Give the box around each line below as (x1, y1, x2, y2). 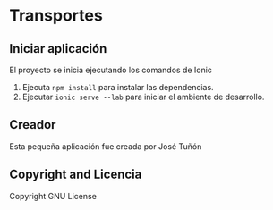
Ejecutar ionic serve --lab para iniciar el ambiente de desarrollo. (21, 91, 265, 102)
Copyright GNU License (9, 190, 97, 201)
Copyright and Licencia (9, 167, 142, 182)
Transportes (9, 5, 103, 26)
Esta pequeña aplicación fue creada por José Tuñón (9, 140, 202, 152)
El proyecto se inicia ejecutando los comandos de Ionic (9, 64, 213, 75)
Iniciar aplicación (9, 41, 107, 56)
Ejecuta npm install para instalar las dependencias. (21, 82, 214, 92)
